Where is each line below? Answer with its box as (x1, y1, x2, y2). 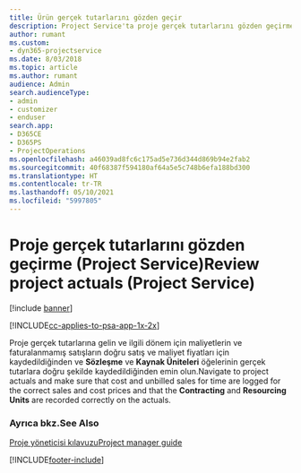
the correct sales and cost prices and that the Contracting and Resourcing (9, 384, 287, 395)
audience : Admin (9, 80, 70, 89)
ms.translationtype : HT (9, 171, 99, 180)
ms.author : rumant (9, 72, 78, 81)
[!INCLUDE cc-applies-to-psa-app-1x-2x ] (9, 320, 160, 331)
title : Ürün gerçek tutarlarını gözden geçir (9, 13, 182, 22)
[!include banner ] (9, 302, 73, 314)
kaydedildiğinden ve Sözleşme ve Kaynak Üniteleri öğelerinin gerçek (9, 356, 266, 367)
